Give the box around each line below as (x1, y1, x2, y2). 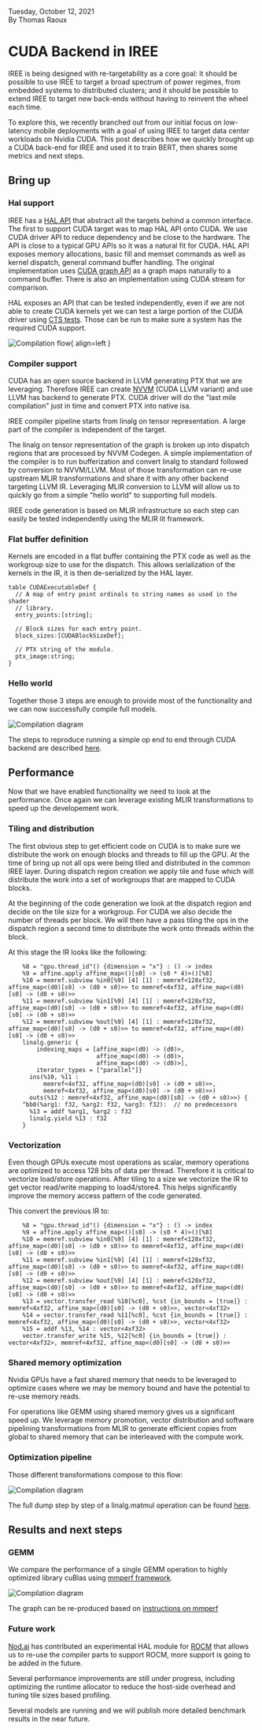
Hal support (8, 197, 55, 208)
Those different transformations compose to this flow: (8, 1470, 183, 1479)
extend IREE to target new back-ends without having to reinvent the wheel (8, 94, 249, 103)
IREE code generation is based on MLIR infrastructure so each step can (8, 505, 240, 515)
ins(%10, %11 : (28, 1073, 79, 1081)
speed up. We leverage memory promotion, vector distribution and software (8, 1415, 254, 1425)
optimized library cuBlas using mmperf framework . (8, 1573, 173, 1582)
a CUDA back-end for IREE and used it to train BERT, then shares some (8, 142, 238, 152)
